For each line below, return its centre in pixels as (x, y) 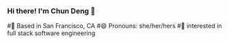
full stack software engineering (51, 33)
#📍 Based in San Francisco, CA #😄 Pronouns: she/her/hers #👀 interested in (114, 26)
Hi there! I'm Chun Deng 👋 (51, 11)
